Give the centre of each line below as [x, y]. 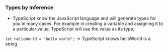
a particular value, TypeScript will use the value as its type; [73, 29]
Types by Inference [29, 7]
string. [12, 44]
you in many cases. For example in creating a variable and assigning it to [88, 23]
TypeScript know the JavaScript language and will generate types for [84, 18]
